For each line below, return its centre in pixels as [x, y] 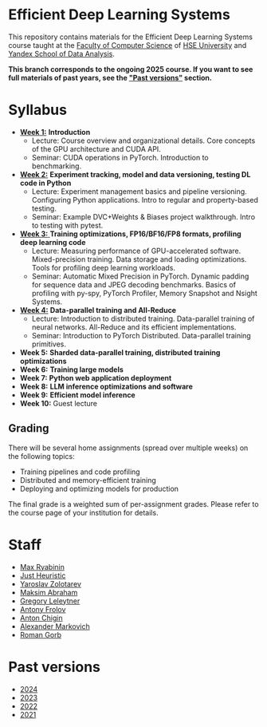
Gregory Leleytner [50, 601]
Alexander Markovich [55, 626]
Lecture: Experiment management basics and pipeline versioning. [139, 191]
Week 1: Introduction [55, 132]
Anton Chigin [41, 618]
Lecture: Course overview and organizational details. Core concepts [143, 140]
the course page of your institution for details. [83, 512]
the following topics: [41, 456]
